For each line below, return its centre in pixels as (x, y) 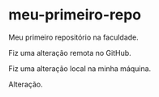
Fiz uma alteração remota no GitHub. (70, 53)
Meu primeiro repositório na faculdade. (74, 37)
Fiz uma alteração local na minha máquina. (80, 68)
